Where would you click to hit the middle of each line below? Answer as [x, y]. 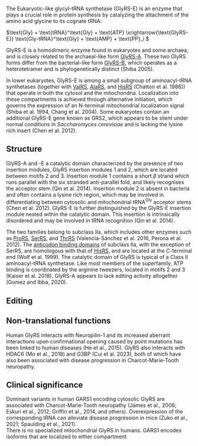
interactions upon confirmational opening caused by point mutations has [95, 341]
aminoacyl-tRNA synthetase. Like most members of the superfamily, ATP [95, 263]
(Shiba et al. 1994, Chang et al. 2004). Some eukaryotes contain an [88, 112]
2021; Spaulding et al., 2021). [41, 424]
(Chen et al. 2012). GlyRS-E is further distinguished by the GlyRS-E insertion [99, 208]
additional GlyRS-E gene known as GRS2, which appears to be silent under [97, 118]
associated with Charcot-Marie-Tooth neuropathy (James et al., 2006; [91, 405]
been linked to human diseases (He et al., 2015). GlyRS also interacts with [95, 347]
